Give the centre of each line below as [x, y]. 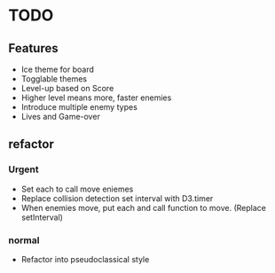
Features [33, 48]
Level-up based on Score [67, 88]
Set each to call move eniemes [77, 189]
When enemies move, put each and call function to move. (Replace [144, 207]
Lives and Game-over [61, 117]
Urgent [24, 169]
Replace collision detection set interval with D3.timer [117, 198]
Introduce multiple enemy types [79, 107]
